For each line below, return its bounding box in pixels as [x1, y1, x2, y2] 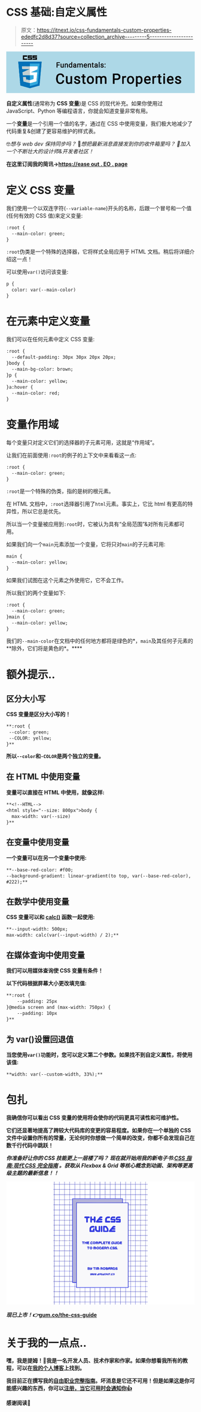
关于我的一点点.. [6, 1336, 87, 1350]
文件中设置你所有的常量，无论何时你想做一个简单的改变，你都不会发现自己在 [6, 1134, 195, 1141]
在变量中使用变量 [6, 837, 69, 847]
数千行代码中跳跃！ [6, 1142, 54, 1149]
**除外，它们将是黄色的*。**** [6, 645, 83, 652]
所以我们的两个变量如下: [6, 589, 66, 596]
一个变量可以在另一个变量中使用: [6, 854, 87, 861]
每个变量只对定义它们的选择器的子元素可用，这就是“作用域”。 [6, 439, 158, 446]
